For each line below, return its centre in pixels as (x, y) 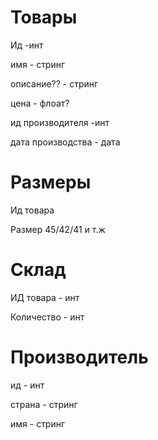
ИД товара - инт (45, 297)
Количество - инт (47, 317)
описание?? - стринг (54, 83)
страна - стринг (44, 404)
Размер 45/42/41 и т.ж (58, 229)
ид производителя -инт (60, 122)
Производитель (79, 357)
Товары (44, 17)
